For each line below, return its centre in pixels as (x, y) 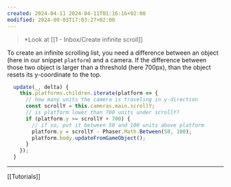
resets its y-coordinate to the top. (54, 74)
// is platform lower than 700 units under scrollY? (102, 112)
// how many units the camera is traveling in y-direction (111, 100)
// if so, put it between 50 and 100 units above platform (118, 125)
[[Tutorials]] (24, 176)
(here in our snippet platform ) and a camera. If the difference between (107, 60)
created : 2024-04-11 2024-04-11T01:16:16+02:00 (77, 13)
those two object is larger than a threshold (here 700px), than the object (109, 67)
